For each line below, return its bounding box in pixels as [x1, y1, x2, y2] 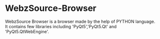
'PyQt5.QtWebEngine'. [5, 29, 49, 34]
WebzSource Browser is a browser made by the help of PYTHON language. [5, 19, 156, 24]
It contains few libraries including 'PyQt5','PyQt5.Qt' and [5, 23, 117, 29]
